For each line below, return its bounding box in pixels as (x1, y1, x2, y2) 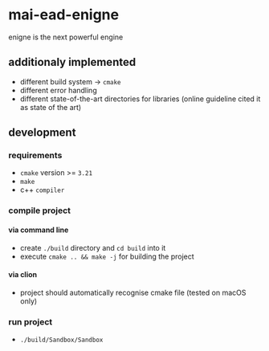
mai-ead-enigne (8, 6, 119, 24)
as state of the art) (19, 102, 82, 112)
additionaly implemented (8, 55, 137, 69)
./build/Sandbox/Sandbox (19, 336, 104, 345)
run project (8, 316, 53, 327)
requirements (8, 150, 63, 161)
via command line (8, 225, 69, 235)
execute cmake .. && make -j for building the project (19, 251, 194, 261)
